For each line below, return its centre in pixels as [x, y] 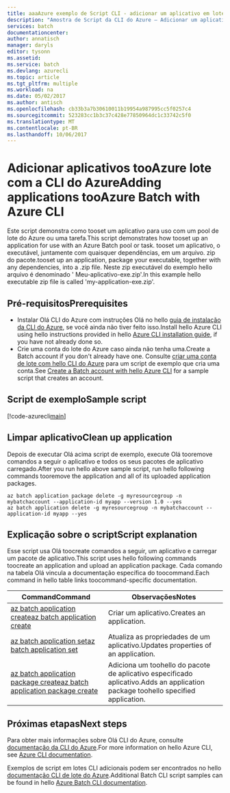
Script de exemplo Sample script [77, 400]
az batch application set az [53, 641]
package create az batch [50, 682]
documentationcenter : [38, 33]
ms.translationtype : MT [41, 122]
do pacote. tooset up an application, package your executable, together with [114, 260]
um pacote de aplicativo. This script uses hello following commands [102, 558]
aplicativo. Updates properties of [160, 646]
